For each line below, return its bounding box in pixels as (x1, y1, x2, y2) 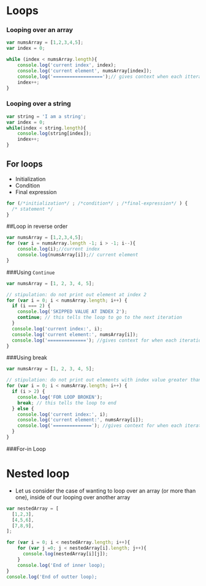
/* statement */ (12, 206, 53, 212)
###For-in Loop (6, 445, 46, 452)
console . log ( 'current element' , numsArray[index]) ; (17, 68, 152, 74)
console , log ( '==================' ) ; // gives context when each (17, 73, 183, 80)
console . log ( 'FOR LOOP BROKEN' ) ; (17, 394, 103, 400)
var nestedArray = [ (6, 505, 59, 512)
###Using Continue (6, 268, 55, 276)
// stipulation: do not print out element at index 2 (6, 291, 147, 298)
